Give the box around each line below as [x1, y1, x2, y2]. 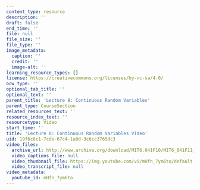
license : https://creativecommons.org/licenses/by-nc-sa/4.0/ [6, 75, 164, 81]
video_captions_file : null [11, 152, 79, 158]
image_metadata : [6, 48, 46, 54]
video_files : [6, 141, 39, 148]
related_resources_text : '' [6, 108, 76, 114]
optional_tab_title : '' [6, 86, 65, 92]
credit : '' [11, 58, 39, 64]
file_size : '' [6, 36, 42, 42]
